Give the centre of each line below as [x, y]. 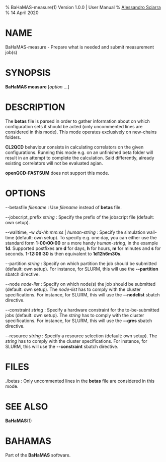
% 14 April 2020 [22, 13]
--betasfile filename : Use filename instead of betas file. [64, 207]
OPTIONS [25, 193]
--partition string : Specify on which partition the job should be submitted [81, 263]
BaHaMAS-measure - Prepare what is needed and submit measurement [80, 47]
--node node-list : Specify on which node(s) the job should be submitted [80, 284]
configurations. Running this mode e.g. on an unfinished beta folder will [79, 152]
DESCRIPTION [35, 107]
